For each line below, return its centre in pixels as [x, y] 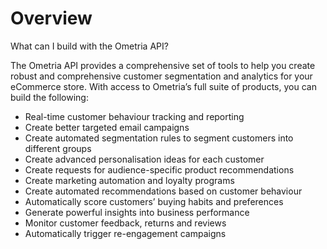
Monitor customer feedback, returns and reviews [125, 223]
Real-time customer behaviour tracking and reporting [134, 116]
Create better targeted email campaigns [107, 127]
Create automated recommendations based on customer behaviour [163, 191]
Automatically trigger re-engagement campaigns [125, 233]
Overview [51, 18]
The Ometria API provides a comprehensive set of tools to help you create [163, 65]
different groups [58, 148]
